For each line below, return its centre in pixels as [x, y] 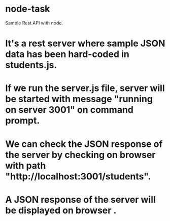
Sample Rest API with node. [34, 23]
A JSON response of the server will [80, 199]
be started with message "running [79, 99]
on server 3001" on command [69, 110]
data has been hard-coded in [67, 54]
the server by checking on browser [80, 155]
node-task [28, 9]
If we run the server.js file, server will [85, 88]
